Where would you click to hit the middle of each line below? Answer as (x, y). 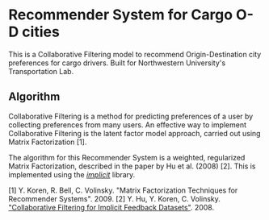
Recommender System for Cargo (120, 15)
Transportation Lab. (41, 71)
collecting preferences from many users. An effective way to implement (128, 125)
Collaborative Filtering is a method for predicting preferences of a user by (131, 116)
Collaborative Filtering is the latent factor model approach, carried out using (134, 133)
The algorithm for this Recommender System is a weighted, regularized (127, 157)
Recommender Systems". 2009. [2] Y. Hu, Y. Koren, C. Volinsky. (114, 198)
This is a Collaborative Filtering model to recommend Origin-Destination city (135, 54)
